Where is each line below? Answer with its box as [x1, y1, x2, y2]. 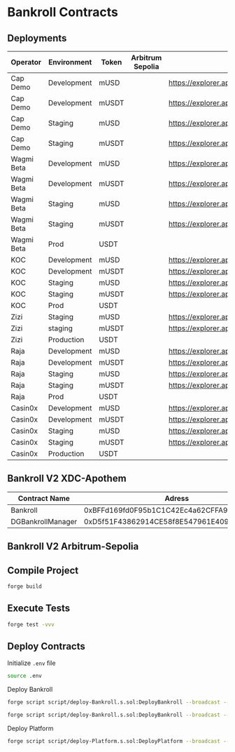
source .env [7, 673, 42, 680]
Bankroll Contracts [7, 4, 119, 20]
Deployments [7, 32, 67, 44]
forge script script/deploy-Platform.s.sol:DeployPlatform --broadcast [7, 738, 220, 745]
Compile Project [7, 564, 79, 576]
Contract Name [17, 493, 70, 503]
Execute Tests [7, 603, 71, 615]
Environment [48, 58, 92, 67]
